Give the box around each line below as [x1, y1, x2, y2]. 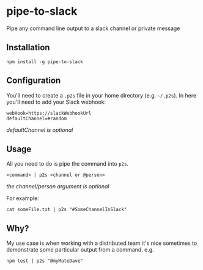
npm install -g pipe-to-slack [6, 58, 84, 65]
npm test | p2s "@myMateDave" [6, 258, 84, 264]
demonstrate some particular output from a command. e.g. [6, 246, 154, 253]
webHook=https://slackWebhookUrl [6, 110, 92, 116]
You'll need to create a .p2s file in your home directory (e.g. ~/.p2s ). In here [6, 91, 197, 99]
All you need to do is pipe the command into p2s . [6, 160, 129, 168]
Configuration [6, 75, 61, 86]
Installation [6, 42, 50, 53]
